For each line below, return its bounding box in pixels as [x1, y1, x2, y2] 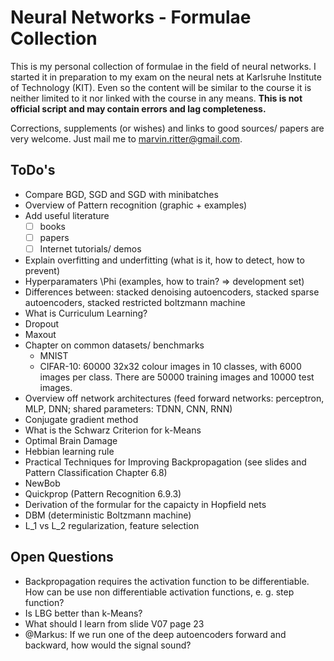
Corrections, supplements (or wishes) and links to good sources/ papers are [10, 122, 325, 134]
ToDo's [10, 162, 56, 179]
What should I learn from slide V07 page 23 [24, 617, 205, 630]
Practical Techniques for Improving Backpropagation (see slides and [24, 456, 307, 468]
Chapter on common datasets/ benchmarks [24, 339, 205, 351]
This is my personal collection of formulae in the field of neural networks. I [10, 60, 317, 72]
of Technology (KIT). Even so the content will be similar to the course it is [10, 81, 312, 93]
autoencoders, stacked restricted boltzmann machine [24, 296, 246, 308]
